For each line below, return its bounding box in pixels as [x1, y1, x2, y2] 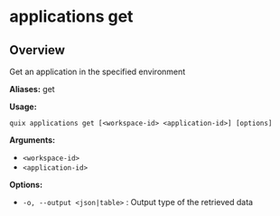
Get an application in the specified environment [9, 66, 186, 77]
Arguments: [9, 135, 56, 146]
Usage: [9, 101, 38, 112]
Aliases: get [9, 84, 56, 94]
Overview [9, 42, 66, 58]
